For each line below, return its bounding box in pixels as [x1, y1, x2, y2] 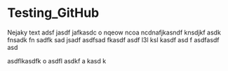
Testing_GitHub [7, 5, 100, 21]
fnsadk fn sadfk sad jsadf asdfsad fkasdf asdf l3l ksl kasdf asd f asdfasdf [7, 35, 220, 44]
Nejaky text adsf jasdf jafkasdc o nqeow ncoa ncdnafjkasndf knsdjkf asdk [7, 28, 221, 37]
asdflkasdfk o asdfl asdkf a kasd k [7, 56, 107, 65]
